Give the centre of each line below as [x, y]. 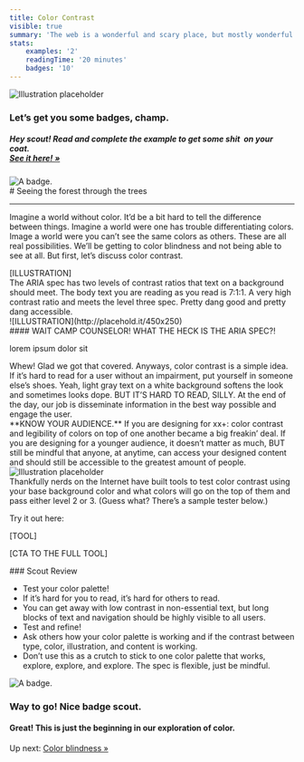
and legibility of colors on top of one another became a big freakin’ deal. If [148, 433]
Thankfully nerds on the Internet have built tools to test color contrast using [150, 481]
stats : [22, 43]
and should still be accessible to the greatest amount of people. [128, 462]
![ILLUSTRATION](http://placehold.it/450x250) [96, 321]
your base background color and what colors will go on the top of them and [150, 491]
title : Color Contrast [52, 18]
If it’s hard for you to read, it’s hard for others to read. [121, 598]
